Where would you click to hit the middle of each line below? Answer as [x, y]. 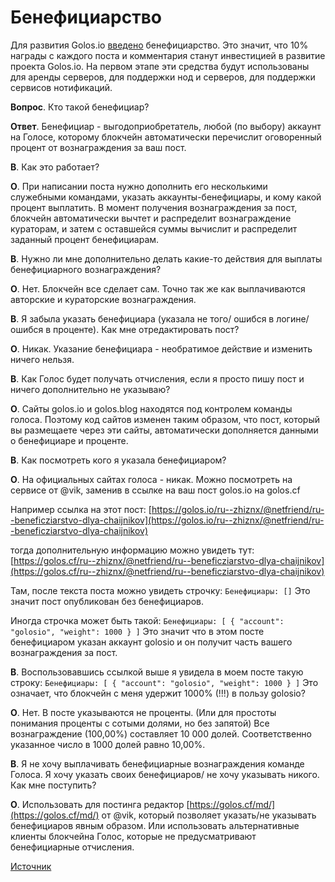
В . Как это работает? [55, 167]
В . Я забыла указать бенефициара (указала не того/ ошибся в [142, 318]
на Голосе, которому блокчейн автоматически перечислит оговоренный [166, 137]
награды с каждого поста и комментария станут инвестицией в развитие [168, 55]
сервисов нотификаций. [61, 87]
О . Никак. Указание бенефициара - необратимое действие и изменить [161, 348]
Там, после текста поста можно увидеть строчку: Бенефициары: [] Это [160, 590]
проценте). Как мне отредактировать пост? [146, 329]
